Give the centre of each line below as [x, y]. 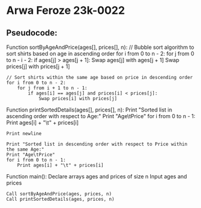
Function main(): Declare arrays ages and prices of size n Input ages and [97, 176]
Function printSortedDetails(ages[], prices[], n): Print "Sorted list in [89, 110]
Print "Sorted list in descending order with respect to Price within [97, 144]
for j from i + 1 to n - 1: [52, 88]
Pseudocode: [32, 33]
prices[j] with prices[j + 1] [38, 66]
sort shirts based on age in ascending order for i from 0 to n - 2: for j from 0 [100, 54]
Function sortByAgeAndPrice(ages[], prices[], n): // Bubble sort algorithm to [100, 47]
